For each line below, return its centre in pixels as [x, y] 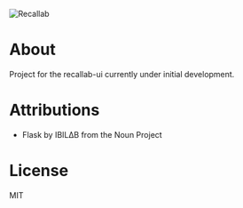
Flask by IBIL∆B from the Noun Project [92, 134]
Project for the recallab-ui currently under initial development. [122, 74]
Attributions [55, 110]
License [39, 171]
